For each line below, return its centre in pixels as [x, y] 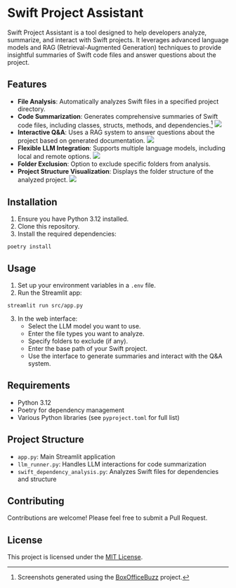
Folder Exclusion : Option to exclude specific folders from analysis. [114, 164]
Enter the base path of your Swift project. [87, 349]
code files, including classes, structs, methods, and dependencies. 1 [115, 124]
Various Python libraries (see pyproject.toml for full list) [99, 417]
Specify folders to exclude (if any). [78, 341]
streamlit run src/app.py [45, 306]
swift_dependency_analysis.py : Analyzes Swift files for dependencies [118, 471]
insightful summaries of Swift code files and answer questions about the [112, 55]
